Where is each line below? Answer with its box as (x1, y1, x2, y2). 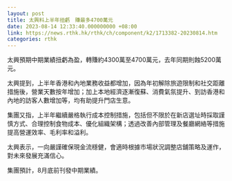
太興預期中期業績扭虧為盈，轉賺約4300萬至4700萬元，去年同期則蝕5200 (7, 56, 216, 64)
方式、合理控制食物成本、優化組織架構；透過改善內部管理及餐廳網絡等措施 (12, 120, 225, 128)
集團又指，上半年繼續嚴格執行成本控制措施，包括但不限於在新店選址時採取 (7, 111, 219, 120)
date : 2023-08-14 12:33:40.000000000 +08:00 (7, 23, 137, 30)
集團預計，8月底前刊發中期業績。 (7, 166, 102, 175)
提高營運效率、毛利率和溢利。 (7, 128, 92, 137)
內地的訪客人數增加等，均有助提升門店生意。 (7, 96, 135, 104)
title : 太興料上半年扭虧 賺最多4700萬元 (7, 17, 114, 23)
